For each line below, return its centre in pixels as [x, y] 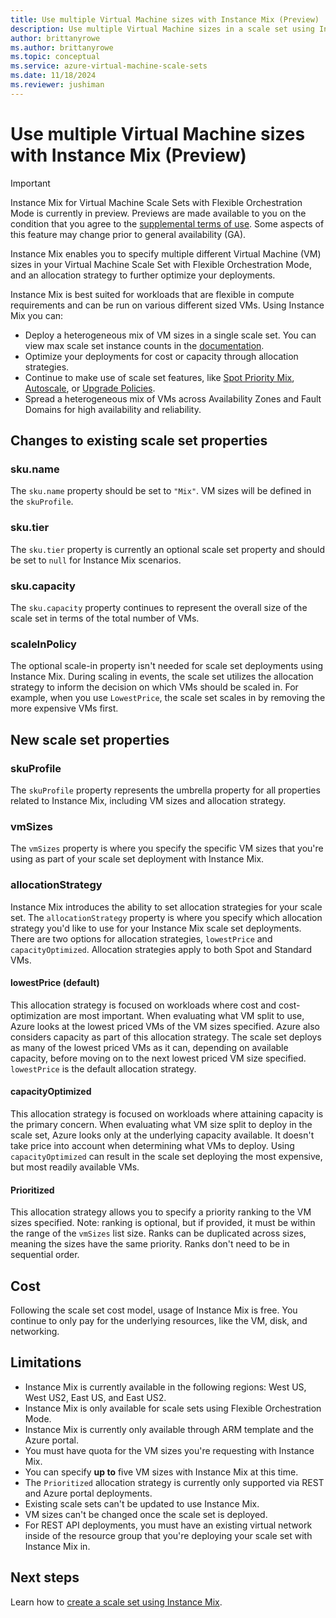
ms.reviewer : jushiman [57, 85]
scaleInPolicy [43, 644]
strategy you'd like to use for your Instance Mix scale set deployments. [156, 928]
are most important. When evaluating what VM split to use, [184, 1015]
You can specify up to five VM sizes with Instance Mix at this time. [161, 1472]
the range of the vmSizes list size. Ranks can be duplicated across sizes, [158, 1233]
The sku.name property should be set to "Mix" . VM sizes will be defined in [161, 491]
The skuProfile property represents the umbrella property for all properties [165, 790]
